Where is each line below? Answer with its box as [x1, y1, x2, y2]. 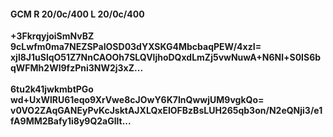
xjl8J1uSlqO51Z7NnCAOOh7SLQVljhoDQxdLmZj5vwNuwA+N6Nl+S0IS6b [10, 51, 322, 64]
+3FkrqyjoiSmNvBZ [10, 30, 95, 42]
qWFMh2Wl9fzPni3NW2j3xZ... [10, 62, 144, 74]
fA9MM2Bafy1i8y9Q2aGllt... [10, 115, 132, 127]
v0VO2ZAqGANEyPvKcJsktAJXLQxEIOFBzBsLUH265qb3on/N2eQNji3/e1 [10, 105, 323, 117]
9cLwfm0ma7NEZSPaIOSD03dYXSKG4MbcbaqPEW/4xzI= [10, 41, 262, 53]
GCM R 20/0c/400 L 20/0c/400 [10, 8, 145, 20]
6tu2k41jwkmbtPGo [10, 83, 94, 95]
